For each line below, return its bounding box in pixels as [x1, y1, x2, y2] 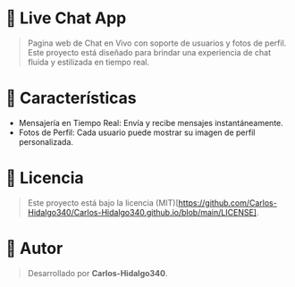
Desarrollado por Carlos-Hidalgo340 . [27, 267, 168, 278]
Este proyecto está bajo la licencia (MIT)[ [27, 197, 180, 208]
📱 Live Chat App [5, 8, 127, 29]
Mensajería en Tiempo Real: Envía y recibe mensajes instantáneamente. [18, 117, 284, 128]
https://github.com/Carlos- [178, 197, 278, 208]
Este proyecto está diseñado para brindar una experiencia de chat [27, 46, 272, 57]
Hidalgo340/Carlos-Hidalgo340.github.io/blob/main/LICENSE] [27, 207, 257, 217]
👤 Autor [5, 239, 63, 258]
